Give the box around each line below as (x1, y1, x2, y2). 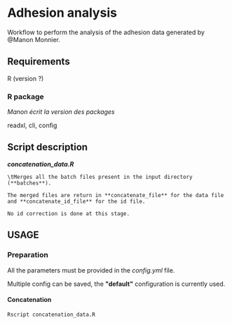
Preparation (7, 250, 49, 260)
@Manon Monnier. (7, 35, 61, 43)
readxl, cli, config (7, 121, 57, 130)
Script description (7, 141, 88, 153)
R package (7, 92, 44, 101)
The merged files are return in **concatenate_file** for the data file (7, 192, 224, 198)
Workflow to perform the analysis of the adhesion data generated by (7, 28, 205, 36)
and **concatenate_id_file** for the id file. (7, 198, 146, 205)
